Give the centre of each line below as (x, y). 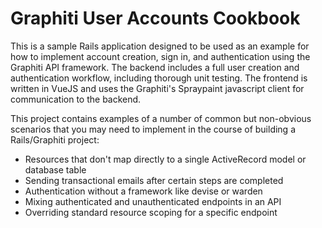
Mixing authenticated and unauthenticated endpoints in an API (153, 201)
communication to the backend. (76, 99)
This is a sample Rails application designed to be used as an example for (160, 46)
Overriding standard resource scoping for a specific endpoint (151, 212)
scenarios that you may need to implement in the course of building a (153, 129)
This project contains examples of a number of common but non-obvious (161, 118)
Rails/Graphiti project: (55, 139)
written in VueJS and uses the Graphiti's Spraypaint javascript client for (157, 88)
